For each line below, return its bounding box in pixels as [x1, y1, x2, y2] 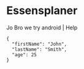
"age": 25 [12, 51, 37, 58]
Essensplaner [6, 4, 78, 18]
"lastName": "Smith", [12, 46, 67, 53]
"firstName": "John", [12, 41, 67, 47]
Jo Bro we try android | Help [6, 24, 78, 31]
